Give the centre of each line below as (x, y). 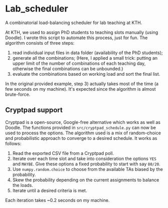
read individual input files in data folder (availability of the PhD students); (88, 53)
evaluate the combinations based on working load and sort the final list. (86, 74)
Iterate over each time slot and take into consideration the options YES (84, 158)
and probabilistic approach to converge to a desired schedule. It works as (81, 138)
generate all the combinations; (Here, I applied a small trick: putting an (85, 58)
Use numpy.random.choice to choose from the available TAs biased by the (88, 169)
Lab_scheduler (37, 9)
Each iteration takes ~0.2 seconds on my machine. (57, 200)
